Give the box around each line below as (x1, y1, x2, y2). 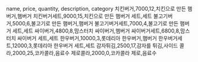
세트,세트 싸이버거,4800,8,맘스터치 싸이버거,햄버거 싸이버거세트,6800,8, (12, 27, 181, 34)
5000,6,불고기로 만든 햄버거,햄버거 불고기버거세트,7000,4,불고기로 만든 (12, 20, 179, 27)
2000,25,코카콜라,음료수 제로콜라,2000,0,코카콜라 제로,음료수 (12, 50, 157, 56)
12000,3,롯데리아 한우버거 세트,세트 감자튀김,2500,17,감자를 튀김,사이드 (11, 42, 178, 49)
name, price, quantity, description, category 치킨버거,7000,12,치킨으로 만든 (6, 5, 186, 12)
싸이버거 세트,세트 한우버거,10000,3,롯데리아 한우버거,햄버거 (17, 35, 158, 41)
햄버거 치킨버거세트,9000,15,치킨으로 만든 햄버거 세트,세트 (17, 12, 153, 19)
